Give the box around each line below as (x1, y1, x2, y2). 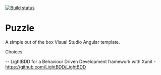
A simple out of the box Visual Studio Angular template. (5, 39, 120, 45)
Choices (5, 48, 23, 55)
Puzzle (5, 23, 34, 34)
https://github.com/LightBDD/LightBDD (5, 63, 86, 70)
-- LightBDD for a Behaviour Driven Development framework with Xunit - (5, 58, 156, 64)
